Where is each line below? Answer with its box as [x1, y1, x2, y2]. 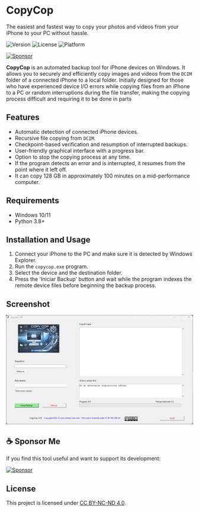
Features [6, 112, 40, 123]
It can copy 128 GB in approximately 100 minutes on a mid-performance [14, 172, 191, 179]
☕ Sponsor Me [6, 436, 61, 446]
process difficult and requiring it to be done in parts [6, 95, 132, 102]
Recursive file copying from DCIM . [14, 134, 96, 141]
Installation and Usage [6, 234, 91, 244]
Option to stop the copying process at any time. [14, 153, 131, 160]
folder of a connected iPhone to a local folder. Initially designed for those [6, 76, 184, 83]
